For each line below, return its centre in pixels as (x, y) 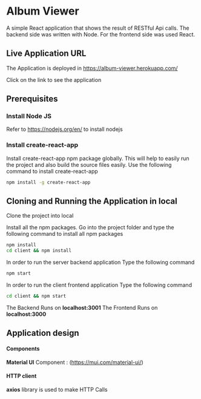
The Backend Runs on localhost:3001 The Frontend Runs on (82, 307)
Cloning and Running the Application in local (92, 201)
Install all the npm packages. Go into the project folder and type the (90, 227)
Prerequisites (32, 99)
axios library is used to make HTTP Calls (57, 389)
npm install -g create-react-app (48, 182)
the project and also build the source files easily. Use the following (89, 164)
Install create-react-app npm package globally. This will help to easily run (98, 158)
